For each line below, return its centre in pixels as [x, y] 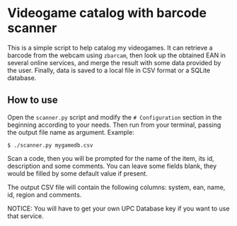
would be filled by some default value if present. [77, 173]
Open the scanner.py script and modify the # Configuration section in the [115, 117]
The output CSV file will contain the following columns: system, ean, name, [116, 187]
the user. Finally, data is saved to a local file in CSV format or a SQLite [109, 70]
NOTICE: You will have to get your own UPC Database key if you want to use [118, 208]
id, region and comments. [45, 194]
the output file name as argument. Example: [71, 132]
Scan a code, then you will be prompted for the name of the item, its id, [111, 158]
